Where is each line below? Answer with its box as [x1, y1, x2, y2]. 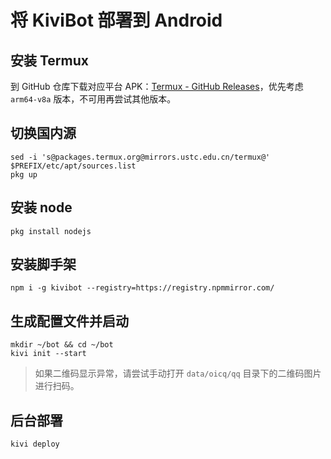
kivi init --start [10, 349, 87, 359]
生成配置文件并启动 [10, 312, 129, 330]
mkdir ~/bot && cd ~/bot [10, 340, 114, 350]
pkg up [10, 169, 38, 180]
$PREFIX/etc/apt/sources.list [10, 161, 137, 171]
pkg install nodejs [10, 226, 92, 236]
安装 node [10, 199, 73, 216]
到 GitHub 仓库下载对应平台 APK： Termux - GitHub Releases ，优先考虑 [10, 81, 304, 92]
